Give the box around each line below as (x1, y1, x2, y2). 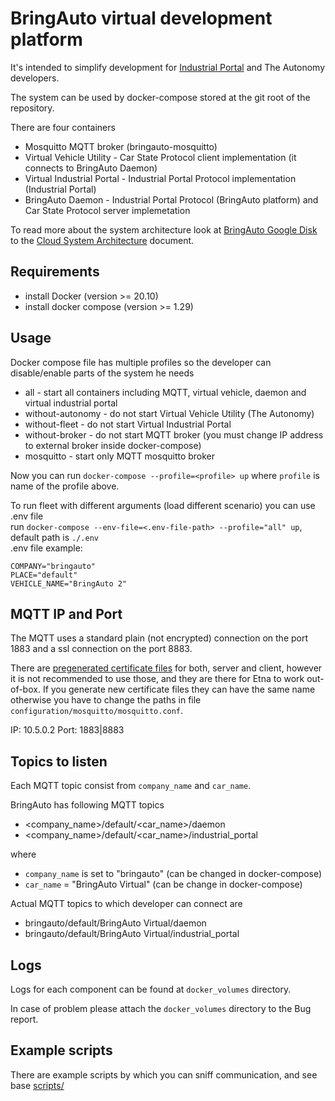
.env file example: (10, 542, 83, 554)
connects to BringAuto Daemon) (24, 162, 158, 174)
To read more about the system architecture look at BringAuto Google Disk (10, 223, 318, 236)
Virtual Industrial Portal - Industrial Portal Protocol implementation (24, 172, 297, 184)
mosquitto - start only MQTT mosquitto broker (24, 450, 216, 462)
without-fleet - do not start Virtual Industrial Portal (24, 418, 232, 430)
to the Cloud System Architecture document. (10, 234, 195, 246)
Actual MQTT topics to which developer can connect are (10, 898, 243, 910)
